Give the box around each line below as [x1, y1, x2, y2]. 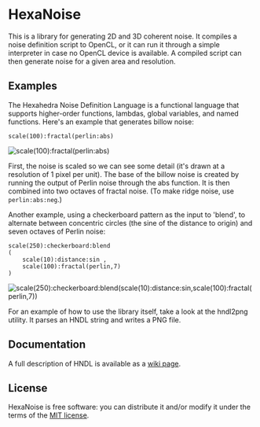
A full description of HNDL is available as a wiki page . [8, 359, 181, 368]
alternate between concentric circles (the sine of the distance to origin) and [8, 218, 253, 227]
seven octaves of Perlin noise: [8, 226, 106, 236]
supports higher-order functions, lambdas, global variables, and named [8, 109, 240, 118]
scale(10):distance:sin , [22, 256, 108, 263]
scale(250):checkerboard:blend [8, 241, 111, 249]
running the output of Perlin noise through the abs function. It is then [8, 178, 230, 187]
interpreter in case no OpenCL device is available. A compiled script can [8, 48, 242, 57]
